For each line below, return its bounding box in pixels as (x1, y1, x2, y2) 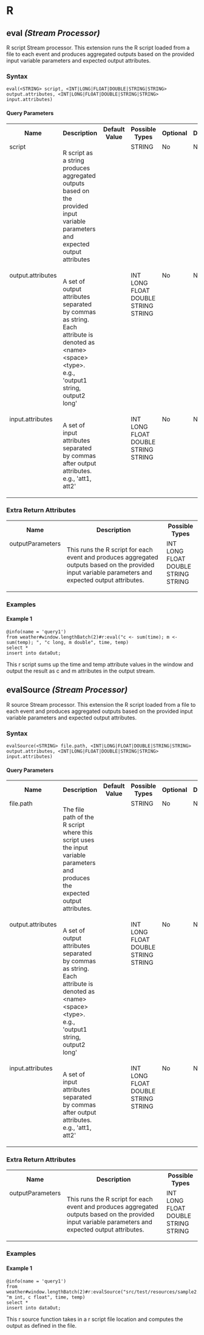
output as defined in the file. (6, 1322, 77, 1329)
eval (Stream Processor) (6, 28, 100, 38)
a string (63, 156, 84, 164)
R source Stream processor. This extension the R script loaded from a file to (6, 701, 196, 708)
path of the (63, 813, 94, 822)
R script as (63, 149, 93, 157)
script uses (63, 836, 95, 844)
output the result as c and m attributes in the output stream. (6, 667, 155, 675)
